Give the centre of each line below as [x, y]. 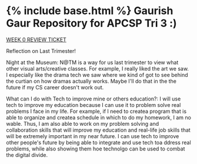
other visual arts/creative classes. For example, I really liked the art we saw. [98, 68]
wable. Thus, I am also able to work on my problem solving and [83, 123]
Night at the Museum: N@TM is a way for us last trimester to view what [92, 62]
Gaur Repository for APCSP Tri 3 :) [92, 23]
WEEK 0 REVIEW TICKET [36, 39]
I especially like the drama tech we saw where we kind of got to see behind [97, 75]
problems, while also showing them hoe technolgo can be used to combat [96, 149]
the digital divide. [27, 155]
